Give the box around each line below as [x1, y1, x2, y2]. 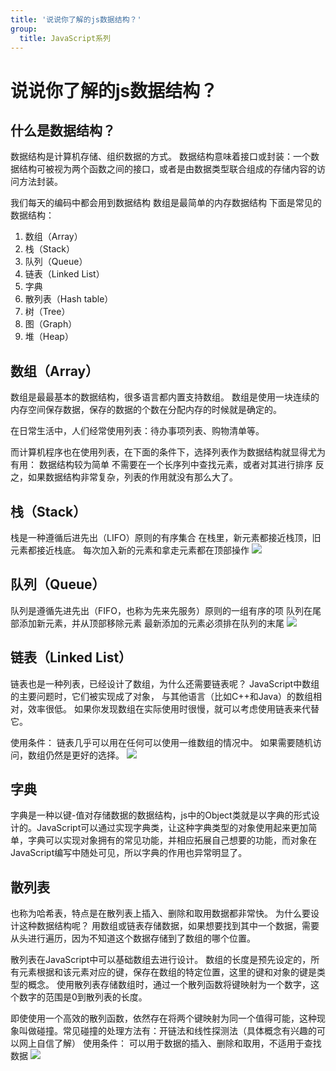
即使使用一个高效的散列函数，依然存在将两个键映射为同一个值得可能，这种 [10, 1012, 317, 1025]
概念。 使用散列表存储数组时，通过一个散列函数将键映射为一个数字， [27, 979, 311, 991]
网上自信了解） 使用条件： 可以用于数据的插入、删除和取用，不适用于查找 [18, 1037, 322, 1050]
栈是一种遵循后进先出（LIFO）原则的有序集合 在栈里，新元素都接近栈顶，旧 [10, 532, 322, 543]
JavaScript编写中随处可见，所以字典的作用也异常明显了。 [10, 847, 248, 859]
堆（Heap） [24, 331, 74, 343]
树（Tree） [24, 306, 71, 318]
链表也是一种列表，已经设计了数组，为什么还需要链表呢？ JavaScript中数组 [10, 677, 320, 690]
